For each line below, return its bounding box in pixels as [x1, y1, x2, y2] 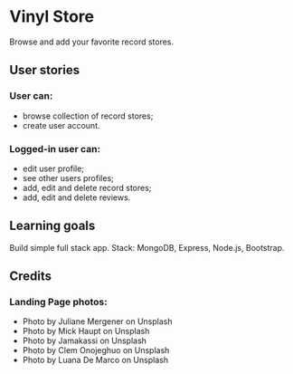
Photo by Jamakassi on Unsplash [22, 335, 147, 346]
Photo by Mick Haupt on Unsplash [22, 326, 150, 337]
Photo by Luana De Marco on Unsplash [22, 355, 169, 366]
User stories [9, 62, 80, 78]
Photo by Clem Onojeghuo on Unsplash [22, 345, 170, 356]
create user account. [22, 120, 100, 130]
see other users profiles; [22, 172, 115, 183]
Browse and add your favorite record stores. [9, 36, 175, 47]
